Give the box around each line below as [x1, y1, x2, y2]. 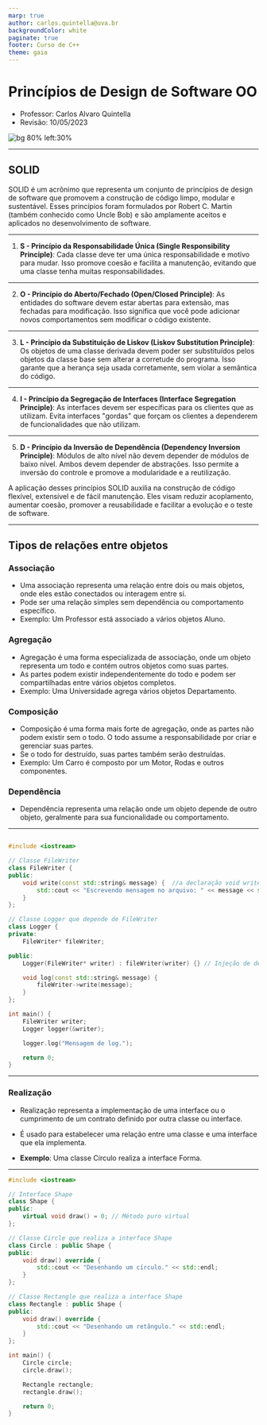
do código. [19, 371, 56, 381]
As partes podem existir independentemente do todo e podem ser [19, 669, 236, 679]
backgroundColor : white [8, 26, 87, 34]
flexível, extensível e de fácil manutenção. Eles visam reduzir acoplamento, [8, 491, 254, 501]
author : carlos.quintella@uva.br [8, 19, 119, 27]
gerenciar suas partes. [19, 741, 94, 751]
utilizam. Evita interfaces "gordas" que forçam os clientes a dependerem [19, 411, 258, 420]
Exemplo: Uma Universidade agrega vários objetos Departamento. [19, 686, 237, 695]
